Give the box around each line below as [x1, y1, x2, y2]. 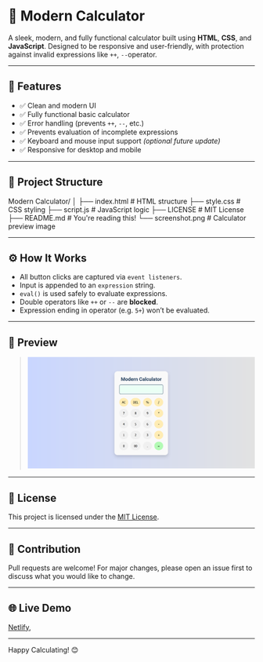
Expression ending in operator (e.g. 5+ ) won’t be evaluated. [19, 305, 210, 315]
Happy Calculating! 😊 [8, 645, 79, 654]
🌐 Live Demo [8, 602, 72, 615]
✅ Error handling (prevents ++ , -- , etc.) [19, 118, 145, 128]
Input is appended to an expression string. [19, 280, 156, 290]
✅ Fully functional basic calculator [19, 109, 131, 119]
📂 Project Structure [8, 176, 103, 189]
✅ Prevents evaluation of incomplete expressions [19, 127, 178, 137]
